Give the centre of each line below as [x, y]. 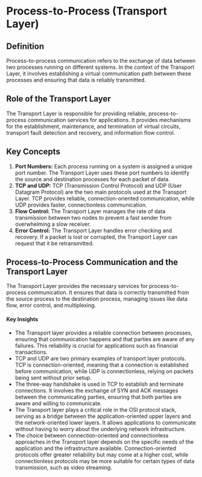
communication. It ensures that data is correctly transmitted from [108, 293]
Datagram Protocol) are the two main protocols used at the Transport [101, 192]
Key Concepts [33, 152]
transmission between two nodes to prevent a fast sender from [93, 217]
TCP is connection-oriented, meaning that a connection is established [102, 365]
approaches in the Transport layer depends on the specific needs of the [104, 441]
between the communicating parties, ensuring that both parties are [98, 397]
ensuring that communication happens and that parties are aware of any [105, 339]
